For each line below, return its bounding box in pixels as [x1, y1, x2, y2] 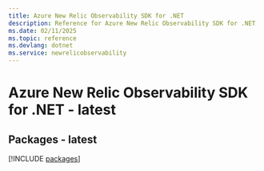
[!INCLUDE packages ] [8, 154, 81, 163]
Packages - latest [8, 132, 98, 146]
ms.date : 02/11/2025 [8, 26, 78, 35]
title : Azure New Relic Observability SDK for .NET [8, 11, 184, 20]
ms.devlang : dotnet [8, 42, 74, 50]
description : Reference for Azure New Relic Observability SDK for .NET [8, 19, 256, 27]
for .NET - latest [8, 101, 116, 119]
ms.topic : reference [8, 34, 78, 43]
